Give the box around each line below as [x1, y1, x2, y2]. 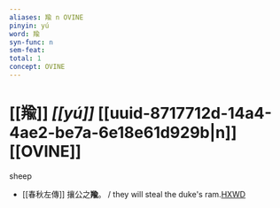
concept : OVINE [9, 63, 66, 72]
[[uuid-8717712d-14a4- [97, 104, 272, 124]
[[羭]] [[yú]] [9, 104, 95, 124]
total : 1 [9, 54, 42, 63]
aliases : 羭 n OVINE [9, 12, 84, 22]
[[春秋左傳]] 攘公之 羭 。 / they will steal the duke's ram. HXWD [21, 189, 246, 199]
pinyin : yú [9, 21, 50, 30]
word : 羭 [9, 29, 40, 38]
